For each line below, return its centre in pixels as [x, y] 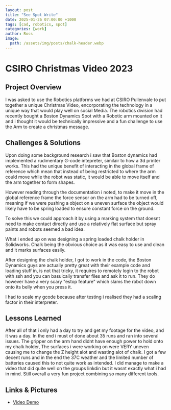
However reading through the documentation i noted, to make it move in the [85, 192]
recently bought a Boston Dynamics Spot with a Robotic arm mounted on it [84, 116]
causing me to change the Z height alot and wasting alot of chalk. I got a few [86, 352]
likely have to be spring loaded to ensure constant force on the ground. [80, 208]
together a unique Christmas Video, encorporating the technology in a [79, 105]
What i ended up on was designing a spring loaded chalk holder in [75, 239]
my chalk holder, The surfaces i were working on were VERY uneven [77, 347]
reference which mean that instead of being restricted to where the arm [80, 171]
